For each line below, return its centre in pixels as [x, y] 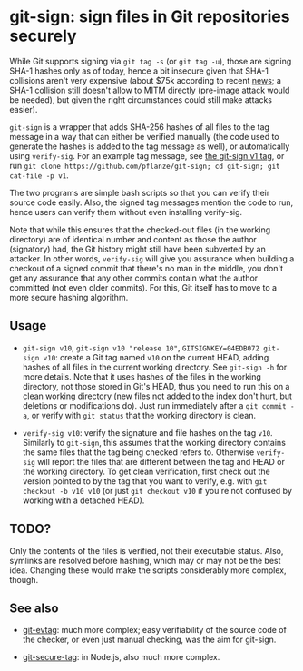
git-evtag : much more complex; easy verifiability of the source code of [155, 630]
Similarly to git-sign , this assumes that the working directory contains [154, 442]
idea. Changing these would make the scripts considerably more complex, [148, 570]
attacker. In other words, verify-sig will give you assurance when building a [152, 258]
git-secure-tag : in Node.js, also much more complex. [121, 657]
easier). [24, 109]
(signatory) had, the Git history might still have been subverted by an [137, 249]
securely [43, 36]
